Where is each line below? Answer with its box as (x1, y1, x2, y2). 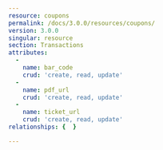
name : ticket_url (22, 109, 81, 116)
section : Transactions (8, 41, 84, 49)
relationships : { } (8, 123, 78, 131)
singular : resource (8, 34, 74, 42)
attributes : (8, 49, 48, 57)
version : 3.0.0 (8, 26, 59, 34)
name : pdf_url (22, 85, 70, 94)
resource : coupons (8, 11, 70, 20)
